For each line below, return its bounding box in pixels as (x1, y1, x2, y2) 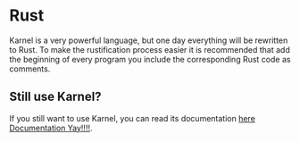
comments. (9, 63, 51, 74)
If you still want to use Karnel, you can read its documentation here (9, 113, 256, 123)
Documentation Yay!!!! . (9, 122, 93, 133)
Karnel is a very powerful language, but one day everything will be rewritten (9, 35, 288, 46)
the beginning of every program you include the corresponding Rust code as (9, 54, 291, 64)
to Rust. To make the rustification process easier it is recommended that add (9, 44, 290, 54)
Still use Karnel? (9, 89, 102, 104)
